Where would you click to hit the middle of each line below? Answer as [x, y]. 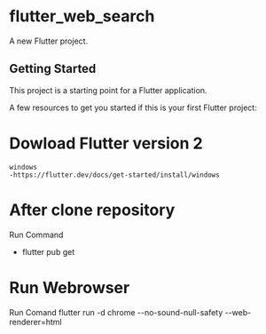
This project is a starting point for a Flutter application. [108, 90]
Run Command [36, 235]
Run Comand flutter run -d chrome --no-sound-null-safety [116, 312]
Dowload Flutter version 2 [106, 143]
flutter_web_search [82, 16]
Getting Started [53, 69]
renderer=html [35, 322]
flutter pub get [48, 251]
